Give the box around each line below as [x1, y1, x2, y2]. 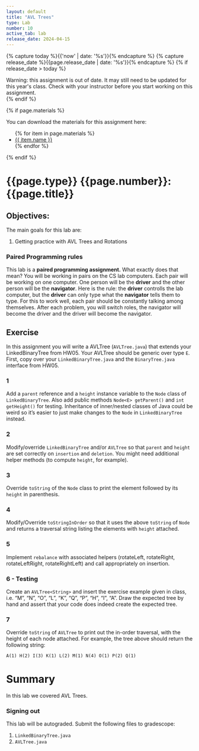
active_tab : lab [6, 31, 46, 37]
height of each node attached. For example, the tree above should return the [6, 635, 193, 643]
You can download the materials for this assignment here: [6, 118, 147, 125]
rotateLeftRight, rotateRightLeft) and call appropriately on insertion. [6, 560, 170, 567]
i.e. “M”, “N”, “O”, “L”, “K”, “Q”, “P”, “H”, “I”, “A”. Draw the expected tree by [6, 594, 184, 601]
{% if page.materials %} [6, 107, 65, 114]
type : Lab [6, 20, 31, 25]
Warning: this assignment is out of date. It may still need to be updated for [6, 76, 187, 84]
